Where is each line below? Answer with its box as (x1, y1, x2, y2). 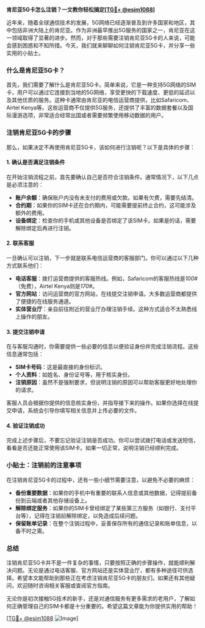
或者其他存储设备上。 (36, 497, 90, 504)
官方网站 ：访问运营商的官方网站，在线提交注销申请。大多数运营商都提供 (15, 290, 197, 297)
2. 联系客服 (6, 239, 35, 247)
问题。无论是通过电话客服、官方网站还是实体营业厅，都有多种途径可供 (11, 567, 188, 574)
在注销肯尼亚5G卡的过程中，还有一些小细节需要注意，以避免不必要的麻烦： (6, 476, 195, 483)
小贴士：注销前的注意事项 (6, 461, 82, 469)
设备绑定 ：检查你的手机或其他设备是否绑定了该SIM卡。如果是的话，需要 (15, 217, 196, 224)
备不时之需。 (15, 527, 48, 535)
